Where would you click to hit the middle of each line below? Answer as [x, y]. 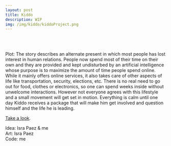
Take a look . [18, 118]
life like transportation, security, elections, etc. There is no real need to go [83, 81]
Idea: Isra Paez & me [27, 128]
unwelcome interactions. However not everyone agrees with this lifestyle [82, 92]
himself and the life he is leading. [40, 108]
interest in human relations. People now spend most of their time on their [82, 60]
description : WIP [24, 19]
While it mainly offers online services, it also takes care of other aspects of [84, 76]
